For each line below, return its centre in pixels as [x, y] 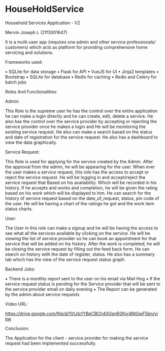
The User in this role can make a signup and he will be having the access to [82, 228]
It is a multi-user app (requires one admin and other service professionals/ [81, 42]
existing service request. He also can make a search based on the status [79, 132]
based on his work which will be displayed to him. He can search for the [78, 193]
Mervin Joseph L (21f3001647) [36, 32]
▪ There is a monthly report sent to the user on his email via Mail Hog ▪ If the [83, 278]
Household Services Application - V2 [43, 23]
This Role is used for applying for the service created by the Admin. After [79, 161]
